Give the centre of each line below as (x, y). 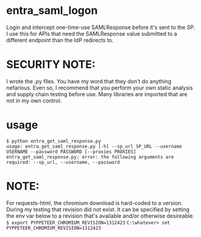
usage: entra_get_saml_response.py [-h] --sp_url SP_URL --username (94, 146)
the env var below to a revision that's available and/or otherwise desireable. (100, 216)
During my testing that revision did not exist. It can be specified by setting (98, 209)
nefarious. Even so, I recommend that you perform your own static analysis (100, 88)
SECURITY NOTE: (51, 65)
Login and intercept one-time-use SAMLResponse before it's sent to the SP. (101, 27)
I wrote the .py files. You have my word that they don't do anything (89, 81)
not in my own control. (34, 100)
